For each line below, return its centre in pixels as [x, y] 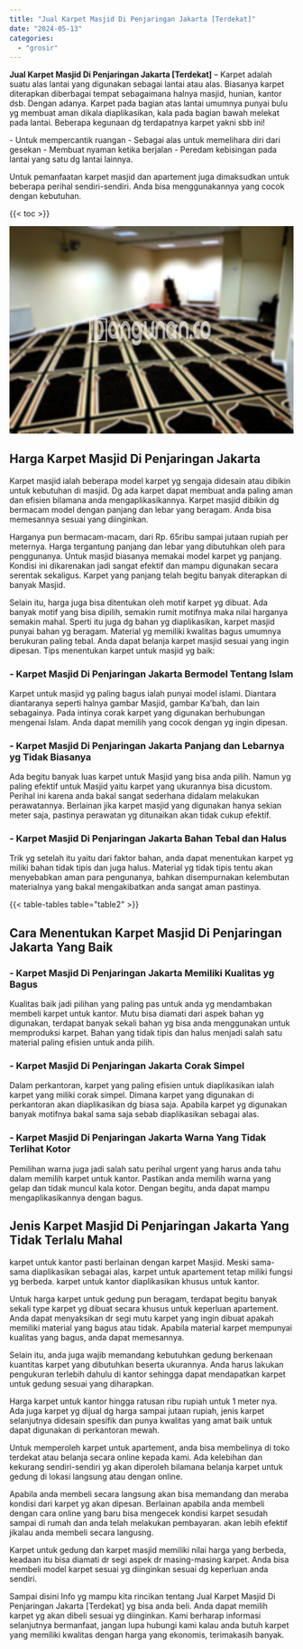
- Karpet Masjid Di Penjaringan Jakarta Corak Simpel [127, 1066]
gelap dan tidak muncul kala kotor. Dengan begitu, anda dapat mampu [140, 1188]
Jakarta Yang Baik [61, 947]
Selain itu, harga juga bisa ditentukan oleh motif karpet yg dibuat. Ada [139, 602]
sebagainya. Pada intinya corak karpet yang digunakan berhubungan [138, 712]
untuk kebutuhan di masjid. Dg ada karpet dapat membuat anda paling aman [151, 490]
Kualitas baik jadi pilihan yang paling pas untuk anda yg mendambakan [141, 1004]
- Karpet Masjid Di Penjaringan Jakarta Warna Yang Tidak [138, 1138]
